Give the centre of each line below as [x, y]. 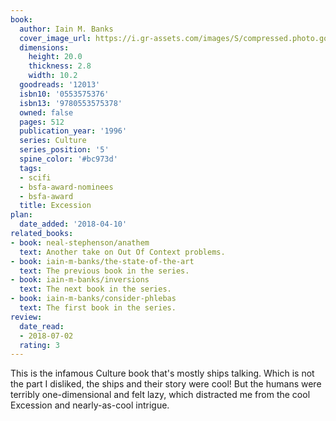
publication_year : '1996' [73, 131]
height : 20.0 [55, 57]
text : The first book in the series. [98, 308]
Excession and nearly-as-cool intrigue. [90, 405]
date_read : [42, 326]
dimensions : [44, 47]
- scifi [35, 177]
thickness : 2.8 [60, 66]
